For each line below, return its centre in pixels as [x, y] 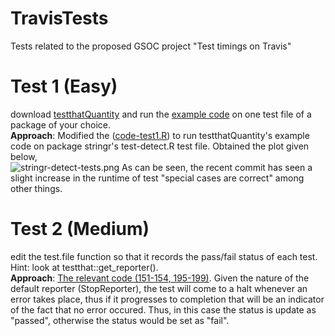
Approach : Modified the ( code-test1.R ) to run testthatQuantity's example [160, 135]
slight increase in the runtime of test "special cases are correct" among [157, 178]
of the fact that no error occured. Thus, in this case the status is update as [163, 309]
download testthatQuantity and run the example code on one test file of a [161, 114]
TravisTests [59, 18]
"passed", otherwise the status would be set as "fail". [120, 320]
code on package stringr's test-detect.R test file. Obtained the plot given [160, 146]
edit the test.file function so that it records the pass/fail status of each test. [164, 256]
